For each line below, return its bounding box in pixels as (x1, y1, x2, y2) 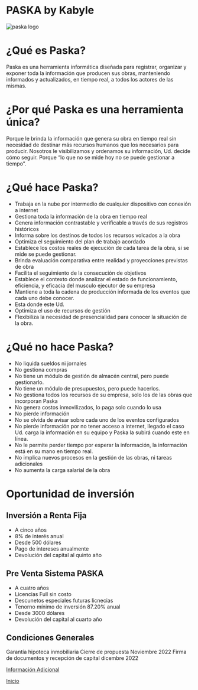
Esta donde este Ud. (14, 301, 65, 308)
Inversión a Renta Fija (6, 510, 87, 520)
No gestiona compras (14, 366, 67, 373)
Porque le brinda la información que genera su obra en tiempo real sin (6, 135, 177, 142)
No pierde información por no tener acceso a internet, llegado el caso (14, 422, 184, 429)
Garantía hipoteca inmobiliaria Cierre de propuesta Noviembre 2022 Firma (6, 648, 187, 656)
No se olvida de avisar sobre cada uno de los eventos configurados (14, 416, 179, 423)
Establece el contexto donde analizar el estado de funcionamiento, (14, 275, 177, 282)
